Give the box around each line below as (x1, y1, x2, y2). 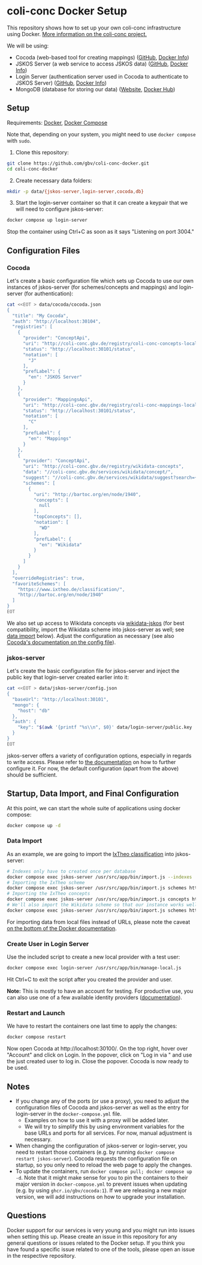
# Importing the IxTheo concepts (7, 891, 91, 897)
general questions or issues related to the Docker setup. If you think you (7, 1239, 185, 1246)
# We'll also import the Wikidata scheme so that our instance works (7, 902, 185, 908)
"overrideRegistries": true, (12, 575, 85, 581)
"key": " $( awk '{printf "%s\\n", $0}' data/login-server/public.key (17, 724, 192, 730)
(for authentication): (24, 290, 74, 297)
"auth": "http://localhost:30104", (12, 318, 101, 324)
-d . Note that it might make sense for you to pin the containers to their (15, 1174, 188, 1181)
